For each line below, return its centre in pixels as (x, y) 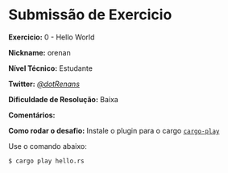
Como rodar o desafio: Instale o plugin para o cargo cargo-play (114, 130)
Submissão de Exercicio (90, 15)
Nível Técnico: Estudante (50, 68)
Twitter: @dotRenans (44, 84)
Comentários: (32, 115)
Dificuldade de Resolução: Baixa (63, 99)
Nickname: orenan (39, 52)
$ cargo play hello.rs (46, 161)
